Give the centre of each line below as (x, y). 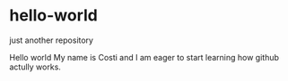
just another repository (52, 40)
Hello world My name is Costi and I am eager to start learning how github (144, 57)
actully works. (35, 67)
